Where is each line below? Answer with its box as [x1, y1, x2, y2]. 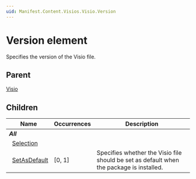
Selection [12, 139, 38, 147]
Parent [6, 70, 31, 80]
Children [6, 102, 38, 112]
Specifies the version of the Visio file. [6, 53, 96, 60]
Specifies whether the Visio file [96, 149, 182, 157]
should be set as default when [96, 156, 180, 164]
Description [125, 120, 159, 128]
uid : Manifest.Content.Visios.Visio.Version [6, 8, 116, 15]
